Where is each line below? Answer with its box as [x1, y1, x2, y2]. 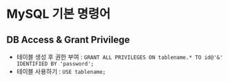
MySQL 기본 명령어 [6, 6, 111, 22]
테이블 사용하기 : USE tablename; [16, 68, 106, 75]
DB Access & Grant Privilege [6, 33, 130, 45]
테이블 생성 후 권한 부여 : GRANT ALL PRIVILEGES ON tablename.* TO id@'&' [16, 53, 223, 61]
